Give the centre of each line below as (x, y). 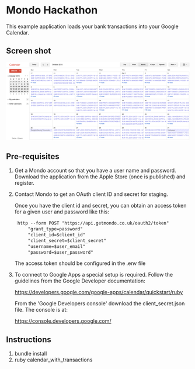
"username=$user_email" (57, 247)
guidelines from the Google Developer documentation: (80, 281)
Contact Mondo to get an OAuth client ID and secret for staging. (91, 194)
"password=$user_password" (60, 253)
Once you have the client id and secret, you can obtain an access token (100, 206)
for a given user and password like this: (62, 212)
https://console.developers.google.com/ (63, 321)
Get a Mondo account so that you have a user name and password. (95, 171)
